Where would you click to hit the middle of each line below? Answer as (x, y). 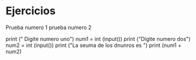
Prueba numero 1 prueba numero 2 (49, 27)
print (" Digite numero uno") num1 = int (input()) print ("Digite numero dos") (98, 39)
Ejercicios (31, 11)
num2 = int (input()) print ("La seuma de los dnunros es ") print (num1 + (94, 45)
